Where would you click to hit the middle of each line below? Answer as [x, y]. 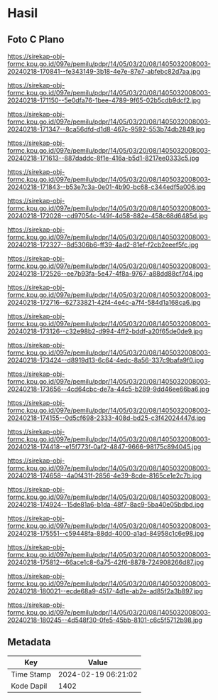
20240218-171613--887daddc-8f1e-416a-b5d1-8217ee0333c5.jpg [103, 158]
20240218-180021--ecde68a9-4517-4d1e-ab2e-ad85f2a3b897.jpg [105, 591]
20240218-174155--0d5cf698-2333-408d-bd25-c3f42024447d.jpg [107, 418]
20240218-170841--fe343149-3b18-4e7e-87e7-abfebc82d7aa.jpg [104, 71]
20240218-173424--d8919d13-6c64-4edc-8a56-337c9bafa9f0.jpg [106, 360]
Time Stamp [31, 674]
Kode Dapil [29, 686]
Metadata [29, 642]
